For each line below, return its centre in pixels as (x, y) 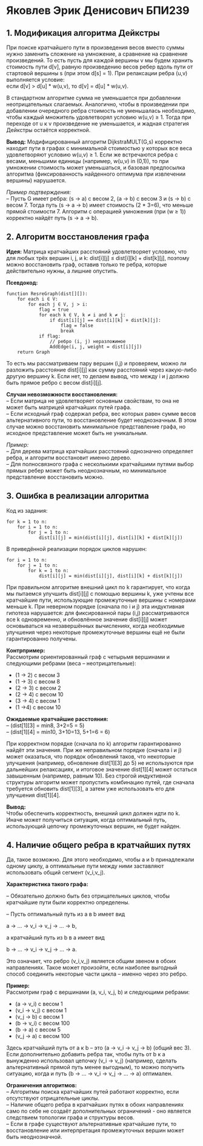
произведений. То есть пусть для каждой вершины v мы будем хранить (100, 60)
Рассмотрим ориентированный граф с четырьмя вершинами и (88, 657)
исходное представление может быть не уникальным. (77, 433)
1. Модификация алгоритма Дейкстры (83, 33)
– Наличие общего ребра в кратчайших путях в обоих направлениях (95, 1105)
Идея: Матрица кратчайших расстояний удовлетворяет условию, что (96, 252)
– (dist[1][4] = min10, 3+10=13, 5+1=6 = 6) (58, 731)
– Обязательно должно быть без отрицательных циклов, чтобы (88, 896)
